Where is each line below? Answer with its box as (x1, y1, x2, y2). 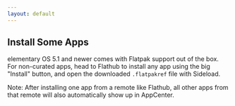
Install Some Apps (7, 37, 90, 48)
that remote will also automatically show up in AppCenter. (7, 91, 174, 99)
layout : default (7, 10, 55, 18)
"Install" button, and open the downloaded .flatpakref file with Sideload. (7, 69, 221, 78)
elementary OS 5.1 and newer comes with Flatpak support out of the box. (7, 55, 219, 63)
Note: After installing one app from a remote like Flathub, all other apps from (7, 84, 229, 92)
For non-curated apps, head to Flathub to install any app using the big (7, 62, 210, 71)
